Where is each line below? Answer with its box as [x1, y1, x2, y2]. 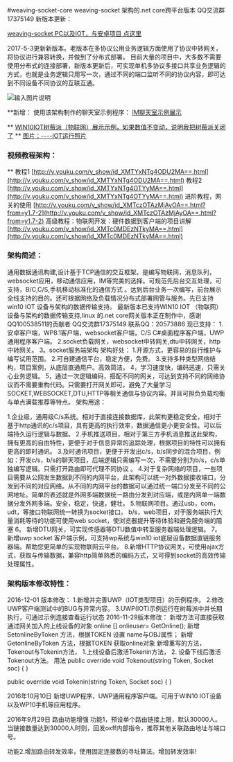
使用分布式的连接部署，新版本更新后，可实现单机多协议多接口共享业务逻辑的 [7, 62, 226, 69]
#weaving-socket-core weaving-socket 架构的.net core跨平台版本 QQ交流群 [7, 6, 225, 14]
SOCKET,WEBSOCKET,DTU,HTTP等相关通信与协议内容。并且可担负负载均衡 [7, 389, 225, 397]
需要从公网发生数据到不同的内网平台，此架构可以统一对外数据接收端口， [12, 473, 220, 481]
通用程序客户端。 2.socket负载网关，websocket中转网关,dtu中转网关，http [7, 337, 221, 345]
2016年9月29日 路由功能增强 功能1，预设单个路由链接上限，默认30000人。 [7, 715, 222, 723]
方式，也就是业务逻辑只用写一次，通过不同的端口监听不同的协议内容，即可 [7, 70, 220, 78]
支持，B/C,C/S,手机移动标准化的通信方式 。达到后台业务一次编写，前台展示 [7, 285, 222, 293]
